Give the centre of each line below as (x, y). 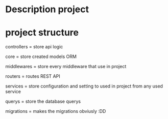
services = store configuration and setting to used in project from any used (84, 86)
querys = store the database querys (43, 101)
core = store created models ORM (41, 56)
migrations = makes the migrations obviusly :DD (56, 111)
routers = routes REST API (33, 76)
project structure (42, 33)
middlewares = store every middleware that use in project (66, 67)
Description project (47, 9)
